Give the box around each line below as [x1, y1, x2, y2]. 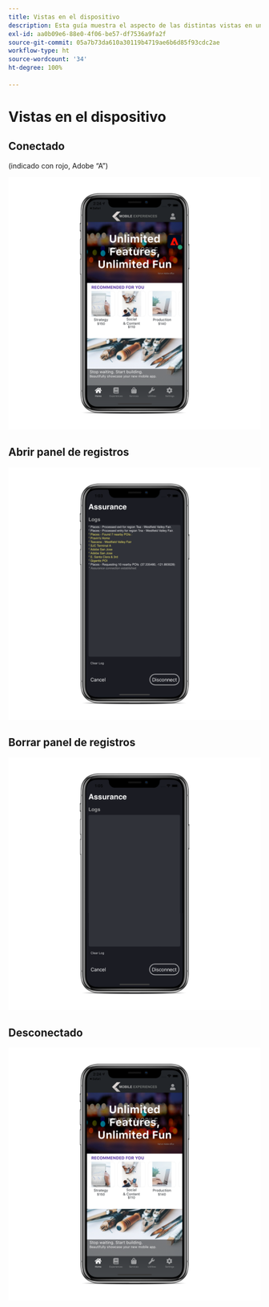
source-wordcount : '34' [8, 55, 88, 63]
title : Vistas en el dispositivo [8, 13, 120, 21]
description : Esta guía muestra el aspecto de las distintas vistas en [8, 21, 252, 30]
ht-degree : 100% [8, 64, 62, 72]
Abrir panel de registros [8, 445, 130, 459]
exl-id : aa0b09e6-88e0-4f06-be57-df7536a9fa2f [8, 30, 167, 38]
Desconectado [8, 1025, 83, 1039]
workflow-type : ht [8, 47, 70, 55]
